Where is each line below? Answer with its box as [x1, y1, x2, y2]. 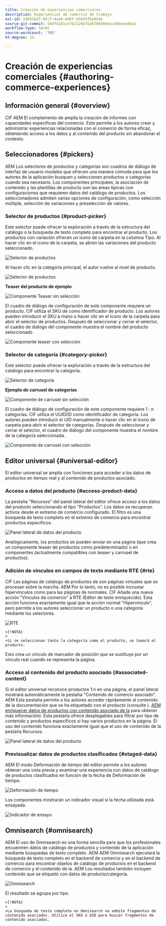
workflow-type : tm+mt [5, 26, 50, 31]
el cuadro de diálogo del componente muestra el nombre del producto [5, 324, 149, 330]
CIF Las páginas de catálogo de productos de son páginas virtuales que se [5, 578, 158, 584]
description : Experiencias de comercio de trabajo [5, 12, 112, 17]
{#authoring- [58, 71, 114, 82]
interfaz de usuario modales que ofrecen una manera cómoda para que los [5, 168, 159, 174]
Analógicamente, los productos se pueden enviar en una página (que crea [5, 539, 157, 545]
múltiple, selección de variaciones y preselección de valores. [5, 200, 130, 206]
